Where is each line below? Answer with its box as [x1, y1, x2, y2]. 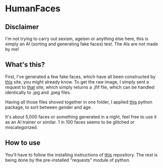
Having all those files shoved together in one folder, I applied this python [5, 99, 153, 105]
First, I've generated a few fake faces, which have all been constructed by [5, 74, 156, 80]
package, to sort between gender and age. [5, 104, 92, 110]
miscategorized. [5, 124, 38, 130]
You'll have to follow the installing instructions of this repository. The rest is [5, 152, 158, 158]
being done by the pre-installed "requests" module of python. [5, 157, 131, 163]
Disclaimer [5, 23, 39, 31]
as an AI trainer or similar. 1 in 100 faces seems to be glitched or [5, 119, 135, 125]
